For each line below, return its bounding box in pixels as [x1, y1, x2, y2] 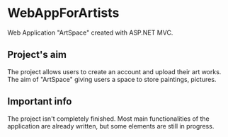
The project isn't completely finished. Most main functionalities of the [7, 114, 210, 123]
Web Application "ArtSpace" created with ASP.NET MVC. [7, 28, 173, 37]
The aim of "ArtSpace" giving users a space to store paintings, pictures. [7, 75, 217, 83]
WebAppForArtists [7, 5, 120, 21]
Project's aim [7, 49, 67, 61]
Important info [7, 95, 72, 107]
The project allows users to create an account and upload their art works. [7, 67, 222, 76]
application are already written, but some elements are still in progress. [7, 121, 215, 130]
